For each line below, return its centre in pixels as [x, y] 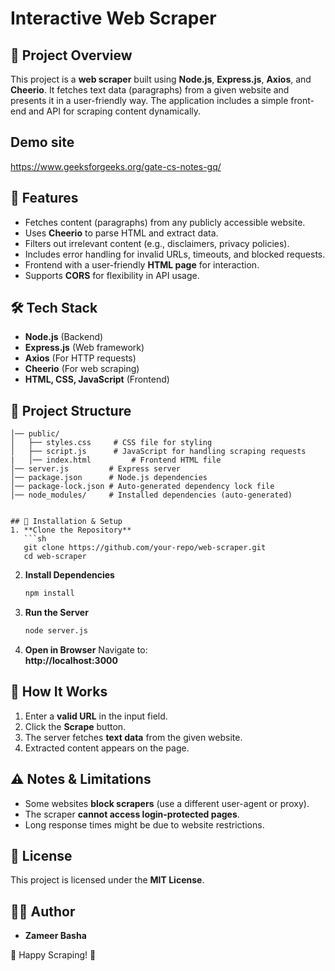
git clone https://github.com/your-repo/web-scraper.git [145, 548]
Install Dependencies [69, 575]
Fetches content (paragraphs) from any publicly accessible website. [165, 222]
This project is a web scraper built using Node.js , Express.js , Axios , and [161, 79]
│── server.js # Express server [96, 469]
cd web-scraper [55, 557]
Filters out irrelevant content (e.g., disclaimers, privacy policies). [157, 243]
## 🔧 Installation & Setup [66, 522]
